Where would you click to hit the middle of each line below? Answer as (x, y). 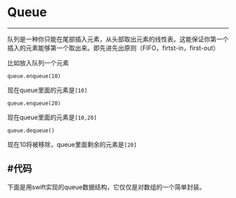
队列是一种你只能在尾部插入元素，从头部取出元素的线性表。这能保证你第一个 (118, 39)
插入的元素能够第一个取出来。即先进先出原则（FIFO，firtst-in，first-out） (113, 48)
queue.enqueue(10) (34, 76)
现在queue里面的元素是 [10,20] (52, 117)
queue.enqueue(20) (34, 103)
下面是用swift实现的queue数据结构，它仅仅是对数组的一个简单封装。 (106, 187)
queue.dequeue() (31, 131)
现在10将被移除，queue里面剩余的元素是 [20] (72, 144)
